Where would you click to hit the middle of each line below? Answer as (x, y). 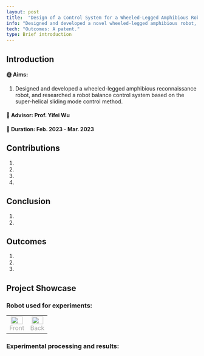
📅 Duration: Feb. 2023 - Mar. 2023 (50, 129)
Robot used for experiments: (49, 306)
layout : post (23, 12)
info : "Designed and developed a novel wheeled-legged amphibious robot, (102, 23)
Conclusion (29, 201)
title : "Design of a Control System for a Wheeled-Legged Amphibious (97, 18)
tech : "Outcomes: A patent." (43, 29)
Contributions (33, 149)
